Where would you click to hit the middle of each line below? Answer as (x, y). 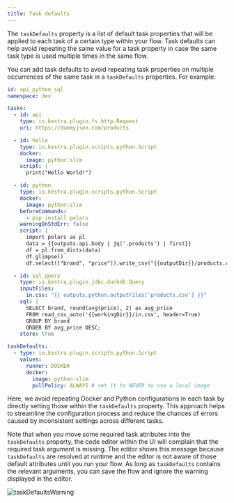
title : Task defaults (39, 14)
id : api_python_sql (36, 89)
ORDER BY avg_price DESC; (63, 327)
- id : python (32, 185)
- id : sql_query (37, 276)
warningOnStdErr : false (54, 224)
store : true (37, 334)
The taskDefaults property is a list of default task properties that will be (110, 33)
